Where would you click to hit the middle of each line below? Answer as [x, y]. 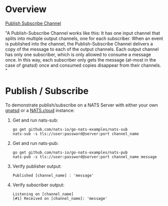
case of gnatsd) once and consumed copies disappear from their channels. [83, 65]
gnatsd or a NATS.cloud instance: [40, 110]
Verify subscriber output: [38, 185]
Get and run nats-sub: [35, 120]
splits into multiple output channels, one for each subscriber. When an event [84, 38]
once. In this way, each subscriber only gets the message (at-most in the [81, 60]
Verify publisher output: [37, 166]
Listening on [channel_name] [43, 194]
